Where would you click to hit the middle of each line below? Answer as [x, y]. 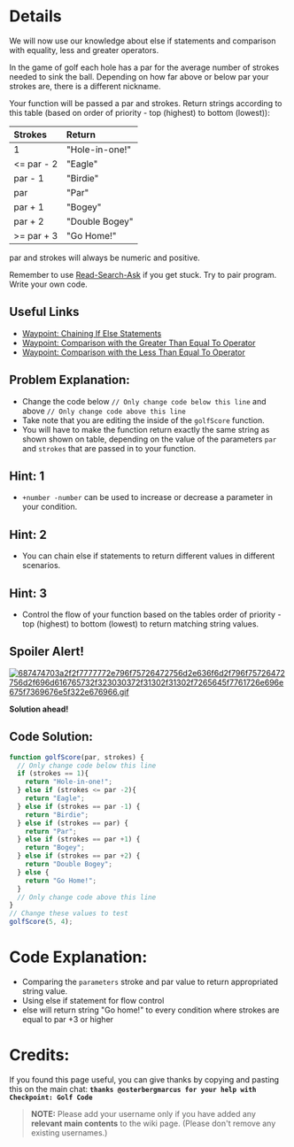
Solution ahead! [39, 709]
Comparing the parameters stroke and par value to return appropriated [150, 981]
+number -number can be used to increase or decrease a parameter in [147, 497]
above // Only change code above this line [104, 411]
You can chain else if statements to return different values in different [148, 556]
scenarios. [41, 566]
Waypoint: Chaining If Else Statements [92, 333]
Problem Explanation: [70, 380]
